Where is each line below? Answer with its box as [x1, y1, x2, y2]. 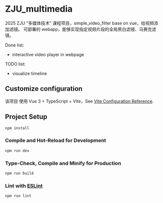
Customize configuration [5, 84, 83, 93]
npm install [5, 125, 29, 130]
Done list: [5, 42, 24, 48]
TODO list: [5, 61, 26, 67]
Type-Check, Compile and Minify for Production [5, 160, 122, 166]
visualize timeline [12, 70, 47, 76]
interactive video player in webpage [12, 51, 84, 57]
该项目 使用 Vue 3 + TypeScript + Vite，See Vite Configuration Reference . [5, 98, 154, 104]
